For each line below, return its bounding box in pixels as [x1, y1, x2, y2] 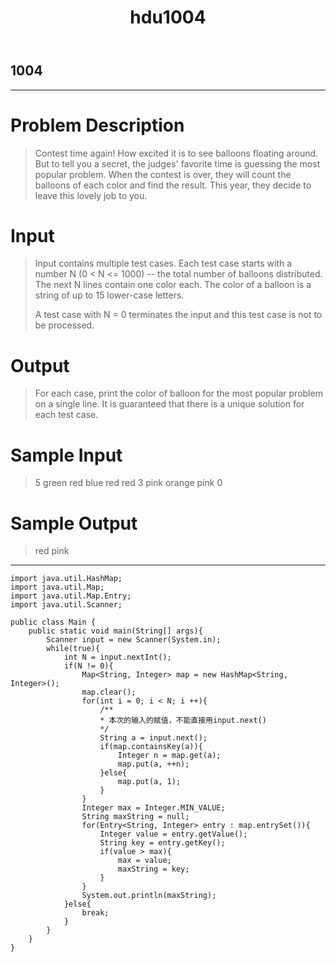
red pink [34, 545, 70, 557]
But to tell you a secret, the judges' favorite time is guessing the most [34, 157, 321, 170]
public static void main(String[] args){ [28, 626, 203, 636]
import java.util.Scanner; [10, 600, 123, 610]
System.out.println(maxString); [81, 891, 217, 901]
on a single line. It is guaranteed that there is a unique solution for [34, 398, 305, 410]
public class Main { [10, 617, 97, 628]
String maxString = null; [81, 812, 190, 822]
